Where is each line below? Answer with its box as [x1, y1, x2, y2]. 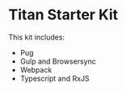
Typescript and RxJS [19, 73, 90, 83]
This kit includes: [8, 32, 65, 42]
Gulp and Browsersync [19, 56, 97, 66]
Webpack [19, 64, 52, 74]
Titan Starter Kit [8, 6, 119, 24]
